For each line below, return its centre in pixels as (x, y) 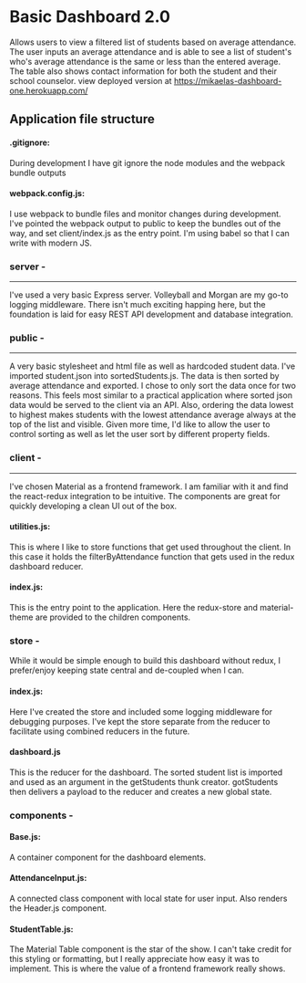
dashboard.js (35, 752)
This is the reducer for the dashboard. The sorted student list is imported (146, 772)
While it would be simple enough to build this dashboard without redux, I (145, 661)
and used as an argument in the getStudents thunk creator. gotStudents (144, 781)
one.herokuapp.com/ (49, 90)
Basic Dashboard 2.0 (90, 17)
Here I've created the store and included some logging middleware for (141, 711)
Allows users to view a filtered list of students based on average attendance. (153, 42)
